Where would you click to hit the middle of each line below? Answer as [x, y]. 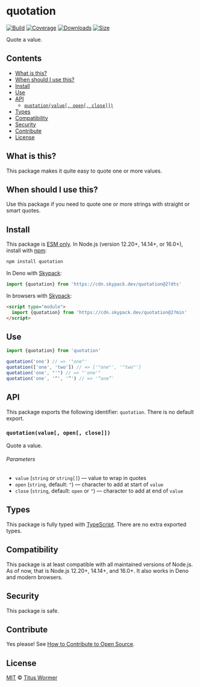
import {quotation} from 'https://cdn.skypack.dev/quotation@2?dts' [94, 284]
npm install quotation [35, 262]
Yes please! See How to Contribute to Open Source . [70, 644]
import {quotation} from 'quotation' [54, 351]
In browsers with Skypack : [39, 296]
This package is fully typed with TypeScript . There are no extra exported [96, 524]
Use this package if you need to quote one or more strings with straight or [98, 204]
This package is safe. [33, 610]
